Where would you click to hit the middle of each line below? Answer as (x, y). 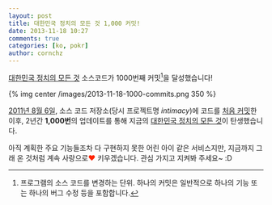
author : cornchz (36, 53)
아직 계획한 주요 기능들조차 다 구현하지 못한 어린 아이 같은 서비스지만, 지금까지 (132, 148)
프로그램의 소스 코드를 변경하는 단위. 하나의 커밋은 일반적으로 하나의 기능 (134, 182)
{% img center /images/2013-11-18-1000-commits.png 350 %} (113, 94)
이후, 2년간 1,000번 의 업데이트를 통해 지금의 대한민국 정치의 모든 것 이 (119, 120)
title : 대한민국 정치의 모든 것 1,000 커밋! (74, 23)
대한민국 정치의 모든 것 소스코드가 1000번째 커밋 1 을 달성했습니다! (110, 77)
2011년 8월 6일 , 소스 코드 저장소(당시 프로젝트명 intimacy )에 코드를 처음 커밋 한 (133, 111)
